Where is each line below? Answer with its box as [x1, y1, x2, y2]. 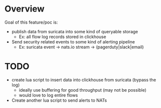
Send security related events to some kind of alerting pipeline [11, 39, 135, 44]
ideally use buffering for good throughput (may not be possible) [18, 87, 147, 93]
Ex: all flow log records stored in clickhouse [18, 34, 107, 40]
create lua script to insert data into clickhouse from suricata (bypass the [11, 77, 156, 82]
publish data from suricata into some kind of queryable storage [11, 28, 138, 34]
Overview [4, 3, 45, 14]
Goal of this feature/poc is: [4, 19, 58, 25]
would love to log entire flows [18, 92, 78, 98]
